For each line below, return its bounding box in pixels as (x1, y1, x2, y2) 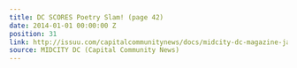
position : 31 (9, 29, 57, 38)
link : (9, 37, 29, 47)
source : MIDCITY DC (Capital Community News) (9, 46, 179, 55)
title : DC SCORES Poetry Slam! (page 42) (9, 12, 164, 22)
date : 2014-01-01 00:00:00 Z (9, 21, 117, 30)
